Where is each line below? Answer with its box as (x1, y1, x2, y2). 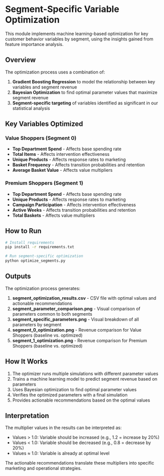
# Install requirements (5, 240, 55, 245)
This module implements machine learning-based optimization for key (5, 30, 149, 36)
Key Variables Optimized (5, 120, 83, 128)
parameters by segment (12, 321, 62, 328)
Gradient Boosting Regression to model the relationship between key (12, 78, 156, 84)
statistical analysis (12, 105, 50, 111)
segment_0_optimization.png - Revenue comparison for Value (12, 327, 142, 333)
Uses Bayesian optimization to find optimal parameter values (12, 386, 137, 393)
